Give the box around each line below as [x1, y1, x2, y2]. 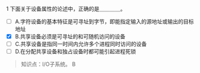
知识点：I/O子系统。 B [20, 60, 76, 68]
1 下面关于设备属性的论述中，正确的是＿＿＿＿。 [6, 5, 126, 12]
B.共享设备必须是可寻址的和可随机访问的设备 [14, 33, 126, 40]
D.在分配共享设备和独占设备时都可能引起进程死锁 [14, 48, 136, 55]
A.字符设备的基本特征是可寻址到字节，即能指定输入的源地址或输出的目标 [14, 18, 194, 25]
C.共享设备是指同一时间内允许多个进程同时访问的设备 [14, 41, 147, 48]
